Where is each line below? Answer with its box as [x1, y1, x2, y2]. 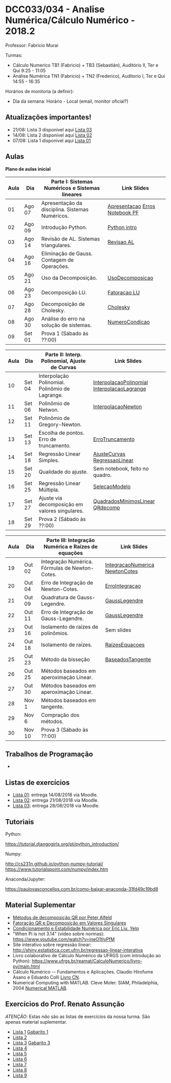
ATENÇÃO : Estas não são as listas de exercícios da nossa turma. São [5, 1013, 150, 1020]
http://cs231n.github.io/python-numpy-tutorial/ [5, 861, 103, 867]
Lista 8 [12, 1067, 27, 1073]
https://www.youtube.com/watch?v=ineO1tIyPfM [12, 936, 115, 942]
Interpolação [39, 372, 69, 379]
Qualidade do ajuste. [39, 468, 88, 475]
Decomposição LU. [41, 289, 87, 296]
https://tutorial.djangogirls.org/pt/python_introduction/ [5, 841, 119, 847]
